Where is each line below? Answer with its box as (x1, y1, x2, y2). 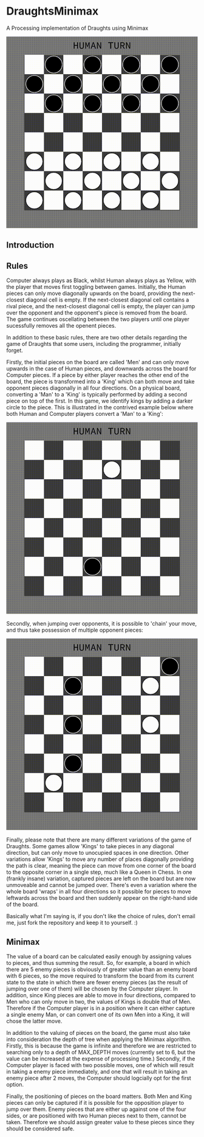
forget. (6, 347, 23, 354)
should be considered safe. (6, 1125, 75, 1132)
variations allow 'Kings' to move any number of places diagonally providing (6, 855, 194, 863)
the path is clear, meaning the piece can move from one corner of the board (6, 862, 196, 869)
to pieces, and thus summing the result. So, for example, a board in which (6, 959, 191, 966)
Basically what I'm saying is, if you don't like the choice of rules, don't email (6, 913, 195, 920)
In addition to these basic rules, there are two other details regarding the (6, 334, 187, 341)
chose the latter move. (6, 1017, 63, 1025)
